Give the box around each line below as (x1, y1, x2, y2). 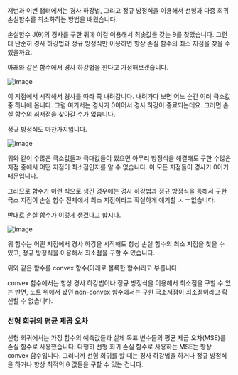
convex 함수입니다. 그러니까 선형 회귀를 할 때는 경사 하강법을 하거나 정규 (7, 352, 208, 360)
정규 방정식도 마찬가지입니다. (7, 125, 87, 133)
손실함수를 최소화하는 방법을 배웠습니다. (7, 15, 118, 23)
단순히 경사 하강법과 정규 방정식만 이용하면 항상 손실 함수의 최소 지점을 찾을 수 (14, 39, 231, 48)
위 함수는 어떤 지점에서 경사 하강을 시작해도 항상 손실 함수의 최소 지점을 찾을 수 (7, 240, 225, 248)
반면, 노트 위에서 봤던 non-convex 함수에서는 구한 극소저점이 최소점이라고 (14, 287, 221, 296)
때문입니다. (7, 171, 38, 180)
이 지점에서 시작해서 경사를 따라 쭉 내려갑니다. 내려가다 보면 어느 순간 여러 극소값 (7, 92, 231, 100)
